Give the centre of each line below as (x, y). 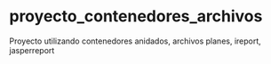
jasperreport (32, 50)
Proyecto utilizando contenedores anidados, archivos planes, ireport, (135, 41)
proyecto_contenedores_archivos (136, 16)
